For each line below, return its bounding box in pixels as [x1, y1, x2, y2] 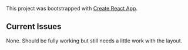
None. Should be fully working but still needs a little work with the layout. [6, 37, 183, 44]
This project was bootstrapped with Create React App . [6, 5, 138, 12]
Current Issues [6, 22, 62, 31]
